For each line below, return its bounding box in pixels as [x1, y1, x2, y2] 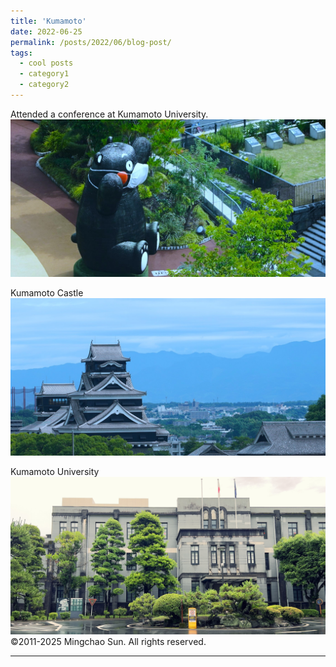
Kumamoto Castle [10, 286, 84, 299]
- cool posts [19, 58, 74, 69]
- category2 [19, 80, 70, 90]
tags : [10, 48, 33, 58]
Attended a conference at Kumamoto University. [10, 108, 209, 120]
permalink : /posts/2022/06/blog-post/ [10, 37, 172, 47]
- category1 [19, 69, 70, 79]
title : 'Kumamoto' [10, 16, 87, 26]
